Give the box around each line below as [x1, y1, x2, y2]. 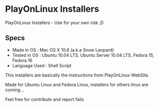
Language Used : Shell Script [12, 62, 71, 68]
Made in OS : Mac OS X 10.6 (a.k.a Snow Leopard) [12, 47, 114, 53]
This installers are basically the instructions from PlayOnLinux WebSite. [5, 72, 150, 78]
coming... [5, 87, 25, 93]
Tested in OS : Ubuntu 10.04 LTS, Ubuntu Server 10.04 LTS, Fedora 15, [12, 52, 154, 58]
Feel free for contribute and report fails [5, 96, 84, 102]
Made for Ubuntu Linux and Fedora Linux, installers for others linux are [5, 81, 149, 87]
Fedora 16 [12, 57, 33, 63]
